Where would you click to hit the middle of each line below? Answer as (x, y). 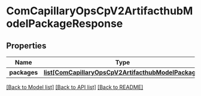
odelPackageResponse (65, 24)
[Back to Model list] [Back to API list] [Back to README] (75, 87)
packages (24, 72)
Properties (26, 46)
